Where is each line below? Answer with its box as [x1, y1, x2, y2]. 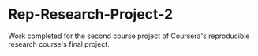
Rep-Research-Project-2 [8, 5, 174, 23]
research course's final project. [8, 39, 110, 48]
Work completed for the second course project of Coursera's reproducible [8, 31, 250, 40]
